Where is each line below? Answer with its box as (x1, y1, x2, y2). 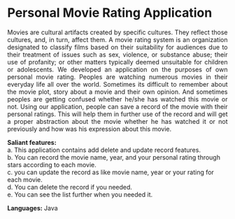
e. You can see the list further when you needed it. (7, 190, 153, 199)
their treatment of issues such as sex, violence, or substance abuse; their (7, 50, 228, 59)
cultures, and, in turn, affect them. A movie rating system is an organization (7, 35, 228, 43)
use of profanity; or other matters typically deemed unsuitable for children (7, 57, 228, 66)
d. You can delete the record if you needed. (7, 183, 133, 191)
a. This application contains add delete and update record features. (7, 146, 201, 154)
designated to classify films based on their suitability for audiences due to (7, 43, 228, 51)
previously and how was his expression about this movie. (7, 125, 172, 133)
